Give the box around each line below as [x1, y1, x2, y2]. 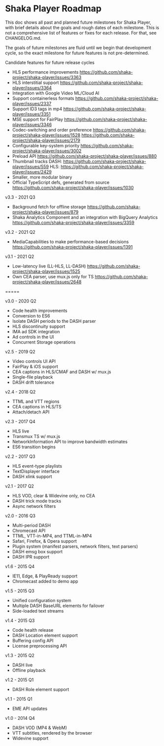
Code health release [12, 627, 54, 633]
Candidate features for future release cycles [5, 59, 95, 65]
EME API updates [12, 705, 48, 711]
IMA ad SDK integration [12, 328, 60, 334]
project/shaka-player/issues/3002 [12, 148, 82, 154]
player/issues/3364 [12, 85, 52, 90]
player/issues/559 [12, 164, 49, 170]
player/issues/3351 [12, 111, 51, 117]
